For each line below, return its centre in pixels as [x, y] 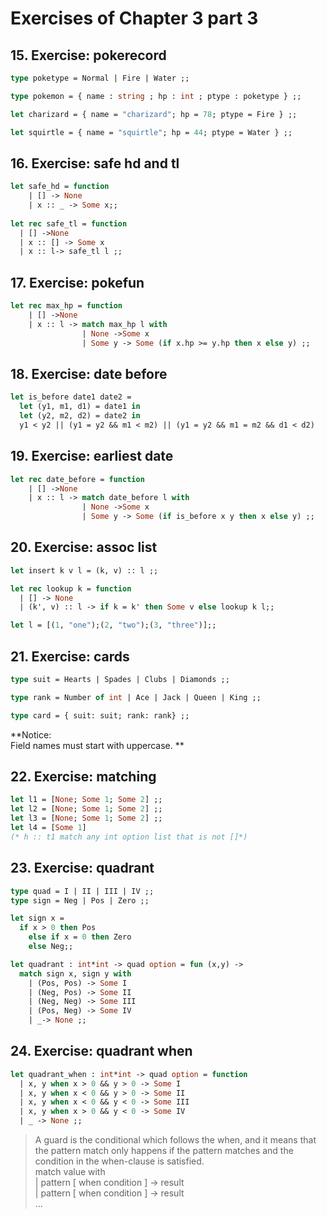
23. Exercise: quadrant [82, 868]
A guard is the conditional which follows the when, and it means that [175, 1140]
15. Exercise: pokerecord [88, 55]
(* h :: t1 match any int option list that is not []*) [129, 837]
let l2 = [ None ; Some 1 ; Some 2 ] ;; [86, 809]
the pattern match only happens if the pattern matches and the [164, 1151]
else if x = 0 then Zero [80, 937]
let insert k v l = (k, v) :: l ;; [84, 570]
